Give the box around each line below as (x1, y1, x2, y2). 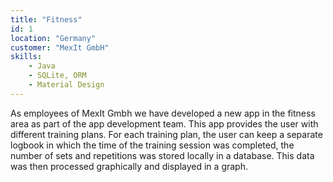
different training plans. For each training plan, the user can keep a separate (10, 128, 323, 140)
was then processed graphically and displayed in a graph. (10, 160, 248, 172)
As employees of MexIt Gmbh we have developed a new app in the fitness (10, 107, 316, 119)
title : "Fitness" (10, 14, 83, 25)
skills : (10, 52, 43, 62)
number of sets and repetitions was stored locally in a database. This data (10, 149, 315, 161)
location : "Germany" (10, 33, 97, 43)
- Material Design (28, 80, 105, 90)
